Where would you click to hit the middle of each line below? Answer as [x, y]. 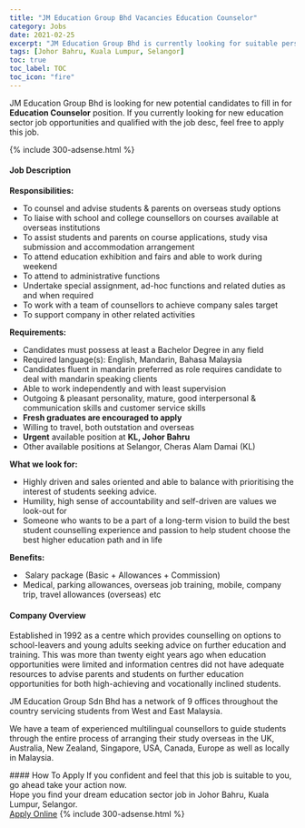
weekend [39, 266]
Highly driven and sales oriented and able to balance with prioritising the [158, 481]
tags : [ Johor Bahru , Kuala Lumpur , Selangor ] [97, 52]
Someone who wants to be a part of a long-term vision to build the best [156, 520]
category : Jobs [38, 26]
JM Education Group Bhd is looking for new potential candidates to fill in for [151, 103]
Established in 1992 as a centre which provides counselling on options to [145, 636]
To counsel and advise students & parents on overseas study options [152, 208]
